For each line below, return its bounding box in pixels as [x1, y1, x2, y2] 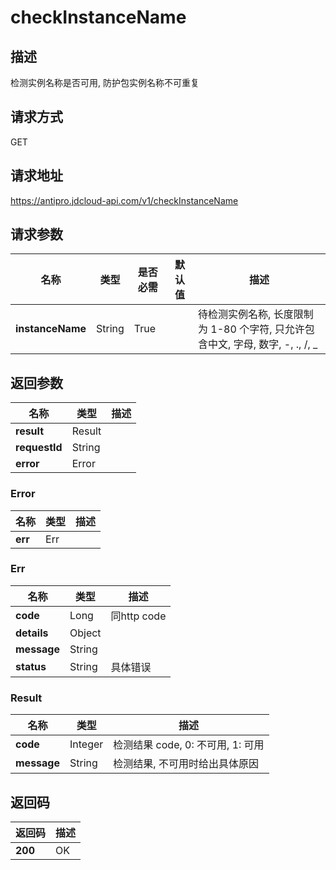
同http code [110, 609, 167, 623]
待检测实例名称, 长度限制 [198, 307, 314, 321]
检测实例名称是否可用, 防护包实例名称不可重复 [10, 77, 200, 88]
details [15, 626, 49, 640]
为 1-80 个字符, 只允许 [198, 322, 305, 336]
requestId [15, 441, 63, 455]
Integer [69, 737, 104, 751]
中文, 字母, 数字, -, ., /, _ [208, 337, 318, 351]
